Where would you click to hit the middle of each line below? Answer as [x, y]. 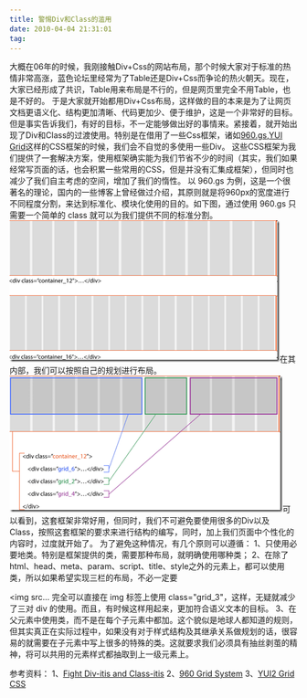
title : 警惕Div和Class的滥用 [61, 19]
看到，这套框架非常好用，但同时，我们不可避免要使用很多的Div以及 [143, 521]
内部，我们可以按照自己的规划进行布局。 [85, 371]
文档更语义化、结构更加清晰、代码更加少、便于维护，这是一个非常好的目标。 [153, 112]
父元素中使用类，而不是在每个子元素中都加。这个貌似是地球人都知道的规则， [153, 620]
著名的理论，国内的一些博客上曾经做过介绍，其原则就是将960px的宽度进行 [150, 193]
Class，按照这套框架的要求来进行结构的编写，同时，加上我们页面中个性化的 [152, 532]
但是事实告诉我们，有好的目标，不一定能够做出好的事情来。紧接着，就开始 [149, 124]
